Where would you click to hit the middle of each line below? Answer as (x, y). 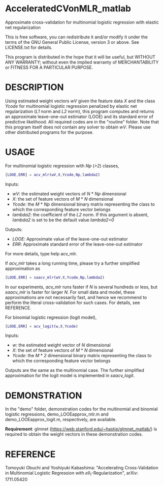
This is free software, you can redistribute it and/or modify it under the (77, 37)
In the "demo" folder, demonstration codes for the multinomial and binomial (82, 409)
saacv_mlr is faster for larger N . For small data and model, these (70, 292)
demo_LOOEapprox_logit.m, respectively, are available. (61, 420)
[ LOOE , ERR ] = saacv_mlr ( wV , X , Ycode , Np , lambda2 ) (55, 277)
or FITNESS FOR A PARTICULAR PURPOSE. (49, 67)
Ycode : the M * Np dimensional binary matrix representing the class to (83, 204)
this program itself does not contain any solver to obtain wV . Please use (78, 127)
